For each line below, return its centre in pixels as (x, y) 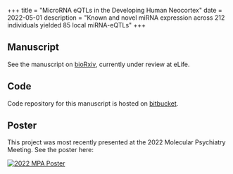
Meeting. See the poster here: (50, 150)
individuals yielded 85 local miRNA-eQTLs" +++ (77, 25)
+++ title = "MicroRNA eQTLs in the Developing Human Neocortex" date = (115, 10)
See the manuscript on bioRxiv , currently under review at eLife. (99, 64)
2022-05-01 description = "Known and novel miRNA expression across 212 (116, 18)
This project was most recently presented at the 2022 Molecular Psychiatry (116, 142)
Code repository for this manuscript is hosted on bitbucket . (93, 103)
